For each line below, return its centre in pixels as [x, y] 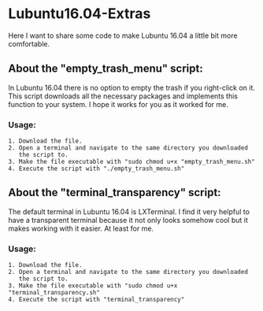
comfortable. [29, 43]
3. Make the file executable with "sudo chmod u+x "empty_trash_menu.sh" [132, 162]
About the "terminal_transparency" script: [115, 193]
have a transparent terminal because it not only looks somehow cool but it [128, 220]
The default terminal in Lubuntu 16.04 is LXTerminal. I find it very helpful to [129, 211]
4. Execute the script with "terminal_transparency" [96, 300]
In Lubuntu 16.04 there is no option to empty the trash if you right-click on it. [132, 87]
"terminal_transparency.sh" [54, 293]
